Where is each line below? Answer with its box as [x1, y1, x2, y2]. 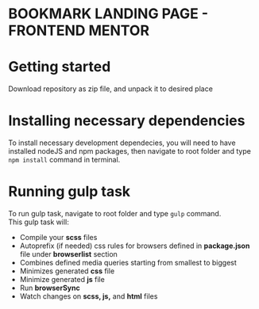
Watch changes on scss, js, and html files [19, 292, 158, 301]
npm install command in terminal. [8, 155, 121, 165]
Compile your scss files [19, 233, 98, 242]
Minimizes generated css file [19, 266, 115, 276]
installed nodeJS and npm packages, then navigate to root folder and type [8, 147, 252, 156]
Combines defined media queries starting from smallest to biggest [19, 258, 237, 267]
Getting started [8, 58, 111, 76]
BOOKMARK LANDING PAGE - [8, 5, 209, 23]
